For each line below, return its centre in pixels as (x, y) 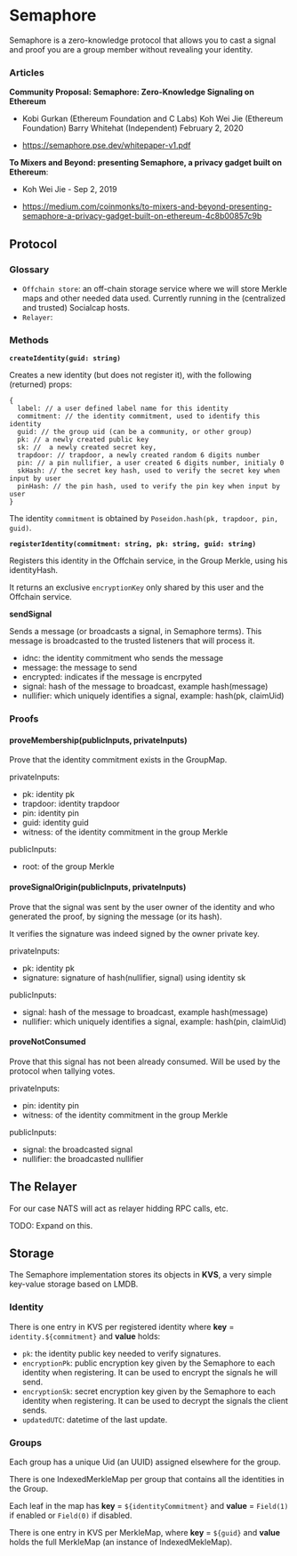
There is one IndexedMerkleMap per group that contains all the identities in (147, 1479)
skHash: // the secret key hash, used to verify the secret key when (148, 471)
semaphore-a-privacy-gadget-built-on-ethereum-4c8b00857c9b (142, 216)
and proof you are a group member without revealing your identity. (131, 49)
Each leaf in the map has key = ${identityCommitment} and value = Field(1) (149, 1505)
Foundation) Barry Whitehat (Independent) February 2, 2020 (133, 128)
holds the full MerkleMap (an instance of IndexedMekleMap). (121, 1542)
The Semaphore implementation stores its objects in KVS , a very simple (141, 1275)
